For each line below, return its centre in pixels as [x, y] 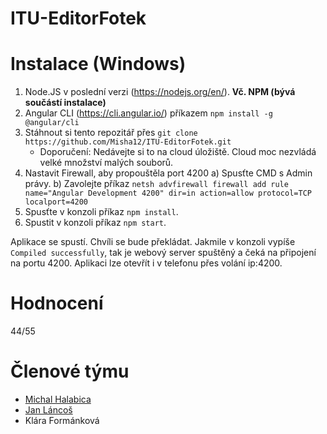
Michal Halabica [58, 399]
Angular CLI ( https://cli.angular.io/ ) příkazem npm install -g [148, 113]
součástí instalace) [65, 103]
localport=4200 [56, 202]
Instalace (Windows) [98, 64]
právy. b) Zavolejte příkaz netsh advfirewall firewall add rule [156, 184]
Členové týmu [70, 371]
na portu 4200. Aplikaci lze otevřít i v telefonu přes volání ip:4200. [146, 263]
